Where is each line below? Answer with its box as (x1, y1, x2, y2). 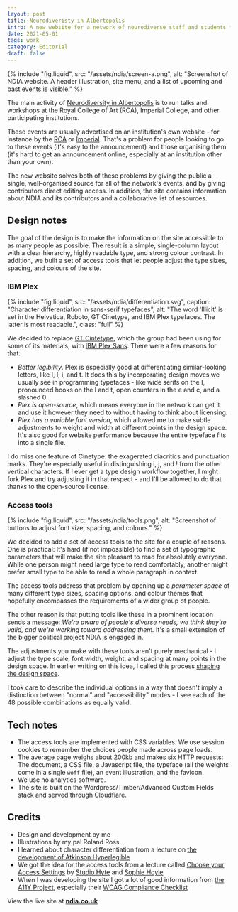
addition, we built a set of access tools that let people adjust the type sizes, (7, 256, 227, 264)
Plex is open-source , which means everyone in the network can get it (17, 400, 220, 409)
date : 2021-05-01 (7, 30, 59, 38)
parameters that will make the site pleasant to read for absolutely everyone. (7, 552, 228, 562)
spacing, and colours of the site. (7, 264, 101, 272)
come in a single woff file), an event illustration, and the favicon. (17, 768, 204, 777)
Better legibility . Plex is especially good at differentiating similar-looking (17, 363, 227, 371)
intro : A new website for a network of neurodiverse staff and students (7, 23, 227, 31)
